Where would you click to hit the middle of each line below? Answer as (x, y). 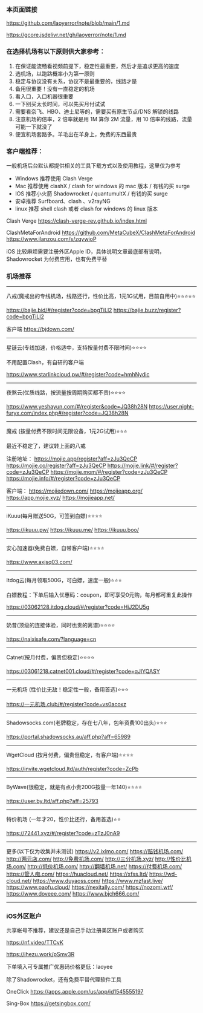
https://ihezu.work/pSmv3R (40, 954)
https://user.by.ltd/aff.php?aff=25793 (52, 801)
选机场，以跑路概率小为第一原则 (55, 73)
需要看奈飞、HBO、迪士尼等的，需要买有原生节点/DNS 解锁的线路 (97, 111)
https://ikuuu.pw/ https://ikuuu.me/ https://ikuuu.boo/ (72, 530)
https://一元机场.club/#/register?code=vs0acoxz (66, 704)
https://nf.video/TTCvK (35, 943)
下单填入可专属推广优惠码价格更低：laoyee (60, 967)
